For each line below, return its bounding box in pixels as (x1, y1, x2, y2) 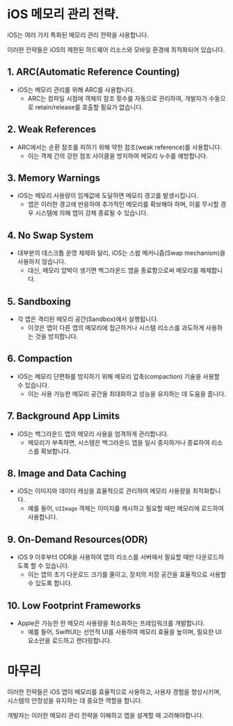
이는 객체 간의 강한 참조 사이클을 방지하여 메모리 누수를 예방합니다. (27, 151, 208, 160)
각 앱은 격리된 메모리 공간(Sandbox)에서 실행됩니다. (17, 315, 159, 323)
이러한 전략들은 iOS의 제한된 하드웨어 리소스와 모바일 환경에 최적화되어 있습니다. (7, 45, 225, 54)
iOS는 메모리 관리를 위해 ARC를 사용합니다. (17, 85, 135, 94)
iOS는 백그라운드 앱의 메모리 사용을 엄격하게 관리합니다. (17, 429, 169, 438)
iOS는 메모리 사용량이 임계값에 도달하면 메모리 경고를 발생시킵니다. (17, 191, 199, 200)
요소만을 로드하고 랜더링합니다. (27, 636, 112, 645)
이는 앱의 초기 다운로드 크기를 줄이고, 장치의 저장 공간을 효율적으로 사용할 (27, 570, 227, 578)
